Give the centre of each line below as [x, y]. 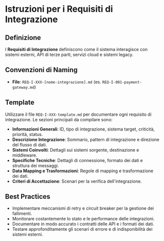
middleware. [25, 155]
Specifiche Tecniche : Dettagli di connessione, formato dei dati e [77, 160]
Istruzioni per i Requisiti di [59, 9]
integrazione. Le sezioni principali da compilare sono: [59, 119]
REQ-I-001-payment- [122, 82]
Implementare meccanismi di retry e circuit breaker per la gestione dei [83, 208]
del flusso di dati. [30, 145]
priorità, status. [27, 134]
